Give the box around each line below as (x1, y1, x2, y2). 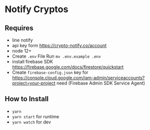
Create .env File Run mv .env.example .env (12, 53, 102, 59)
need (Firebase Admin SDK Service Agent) (57, 80, 145, 86)
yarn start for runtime (12, 113, 59, 119)
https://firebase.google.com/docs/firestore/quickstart (12, 64, 124, 70)
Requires (5, 24, 34, 32)
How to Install (5, 95, 49, 103)
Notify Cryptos (5, 4, 69, 15)
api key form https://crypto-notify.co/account (12, 42, 107, 49)
